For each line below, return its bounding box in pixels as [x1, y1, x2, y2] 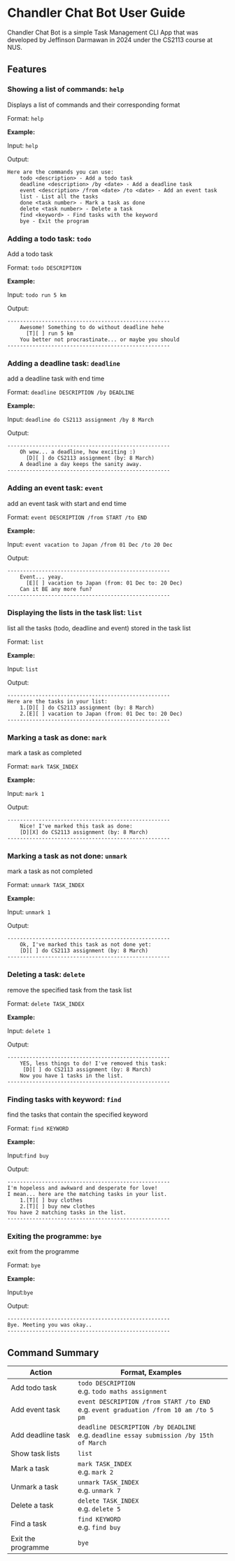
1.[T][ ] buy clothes [20, 1197, 83, 1204]
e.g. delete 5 [78, 1504, 121, 1514]
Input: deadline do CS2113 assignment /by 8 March [7, 416, 154, 424]
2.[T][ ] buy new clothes [20, 1203, 96, 1210]
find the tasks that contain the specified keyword [7, 1110, 148, 1119]
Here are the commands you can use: [7, 168, 114, 175]
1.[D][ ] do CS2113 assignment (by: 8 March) [20, 704, 155, 711]
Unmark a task [10, 1482, 59, 1492]
